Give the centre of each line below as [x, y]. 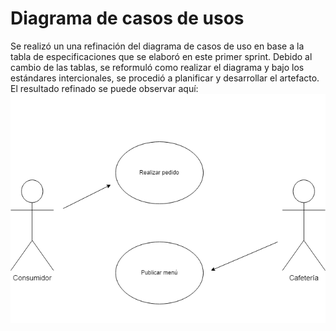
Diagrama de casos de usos [127, 18]
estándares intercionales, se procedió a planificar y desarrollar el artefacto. [165, 78]
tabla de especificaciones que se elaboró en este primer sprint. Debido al [161, 56]
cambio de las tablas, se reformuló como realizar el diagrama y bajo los [157, 67]
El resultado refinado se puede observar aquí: [104, 88]
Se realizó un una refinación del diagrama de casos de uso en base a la [157, 46]
